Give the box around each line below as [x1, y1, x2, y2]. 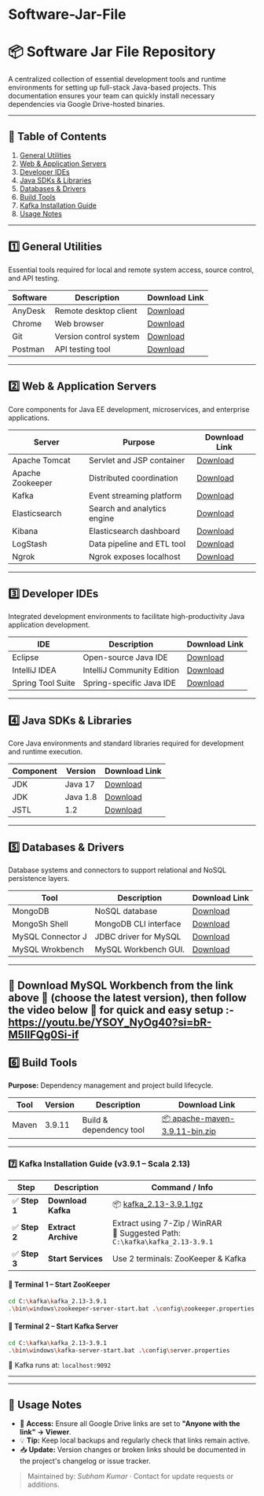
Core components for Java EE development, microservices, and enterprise [8, 404, 250, 414]
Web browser [54, 318, 104, 329]
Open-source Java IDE [82, 652, 168, 663]
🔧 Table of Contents [8, 130, 107, 143]
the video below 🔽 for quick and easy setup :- [8, 1004, 234, 1017]
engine [89, 513, 115, 524]
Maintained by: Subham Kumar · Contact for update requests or [27, 1472, 234, 1481]
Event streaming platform [89, 490, 182, 501]
